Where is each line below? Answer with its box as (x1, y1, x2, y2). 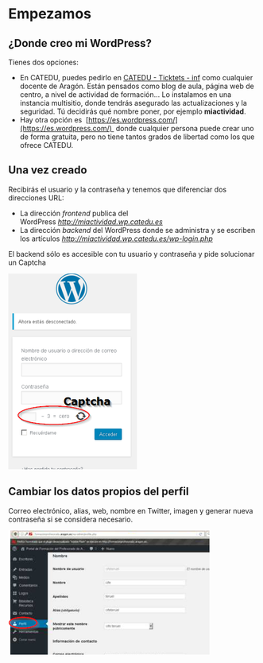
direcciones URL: (8, 192, 65, 203)
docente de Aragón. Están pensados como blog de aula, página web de (19, 81, 254, 91)
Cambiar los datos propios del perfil (8, 485, 189, 498)
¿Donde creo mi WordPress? (8, 37, 153, 50)
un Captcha (8, 258, 46, 267)
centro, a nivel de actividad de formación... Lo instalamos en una (19, 90, 232, 99)
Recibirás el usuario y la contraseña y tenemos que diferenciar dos (8, 184, 227, 194)
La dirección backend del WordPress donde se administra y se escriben (19, 225, 256, 235)
